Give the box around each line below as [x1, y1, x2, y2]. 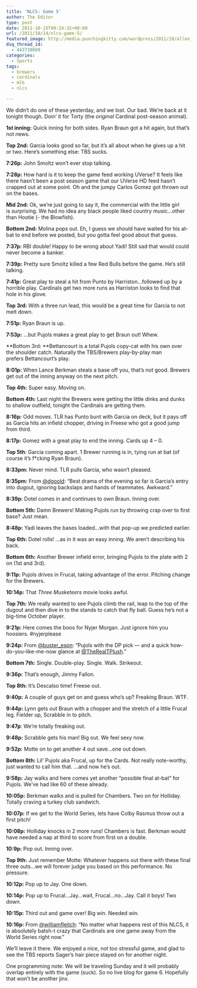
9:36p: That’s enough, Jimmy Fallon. [6, 671, 95, 678]
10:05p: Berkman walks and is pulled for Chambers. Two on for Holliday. [6, 792, 182, 799]
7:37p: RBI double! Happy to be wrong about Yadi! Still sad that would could [6, 243, 189, 250]
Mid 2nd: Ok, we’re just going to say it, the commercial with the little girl [6, 201, 180, 208]
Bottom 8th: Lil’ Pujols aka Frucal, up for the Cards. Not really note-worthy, [6, 757, 188, 764]
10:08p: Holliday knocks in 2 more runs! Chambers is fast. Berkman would [6, 827, 186, 834]
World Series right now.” [6, 933, 64, 940]
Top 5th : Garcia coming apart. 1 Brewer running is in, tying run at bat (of [6, 448, 180, 455]
